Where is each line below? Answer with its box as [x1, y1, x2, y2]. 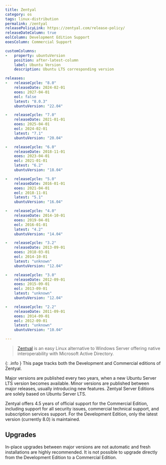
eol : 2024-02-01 [14, 126, 48, 131]
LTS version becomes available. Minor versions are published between [5, 380, 150, 386]
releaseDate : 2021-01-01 [14, 117, 65, 122]
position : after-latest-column [14, 58, 79, 62]
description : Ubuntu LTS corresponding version [14, 67, 114, 72]
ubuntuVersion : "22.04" [14, 104, 63, 109]
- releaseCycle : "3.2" [5, 240, 56, 245]
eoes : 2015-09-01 [14, 282, 50, 287]
